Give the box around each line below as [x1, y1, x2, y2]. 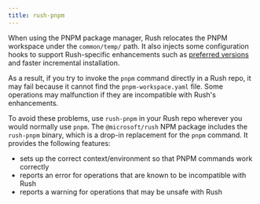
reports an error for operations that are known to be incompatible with [19, 170, 247, 180]
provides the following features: [8, 138, 112, 148]
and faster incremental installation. [8, 58, 120, 67]
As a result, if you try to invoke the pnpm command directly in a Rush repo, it [8, 73, 251, 82]
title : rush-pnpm [8, 11, 65, 20]
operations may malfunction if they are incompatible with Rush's [8, 89, 216, 99]
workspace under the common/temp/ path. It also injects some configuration [8, 41, 249, 51]
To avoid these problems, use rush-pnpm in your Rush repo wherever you [8, 113, 243, 122]
